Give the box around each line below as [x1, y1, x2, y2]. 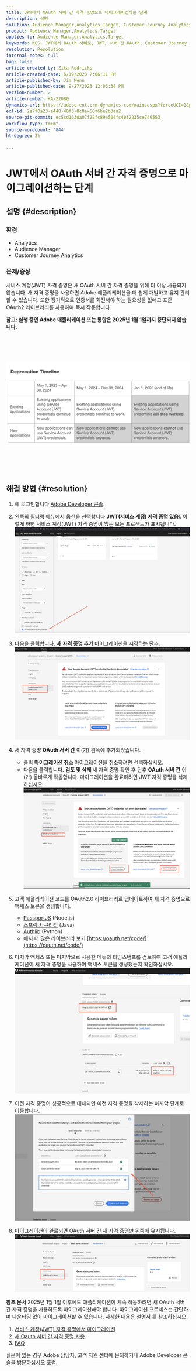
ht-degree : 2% [6, 133, 41, 139]
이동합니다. [14, 1107, 40, 1114]
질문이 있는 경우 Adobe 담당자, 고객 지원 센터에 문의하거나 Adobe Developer [6, 1352, 182, 1359]
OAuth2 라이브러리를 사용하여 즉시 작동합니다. [6, 304, 112, 311]
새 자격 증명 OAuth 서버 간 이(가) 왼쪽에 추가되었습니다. [14, 746, 141, 753]
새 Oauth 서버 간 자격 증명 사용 [14, 1333, 85, 1340]
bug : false [6, 59, 33, 64]
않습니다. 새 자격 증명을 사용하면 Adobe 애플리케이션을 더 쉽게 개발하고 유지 [6, 289, 179, 296]
